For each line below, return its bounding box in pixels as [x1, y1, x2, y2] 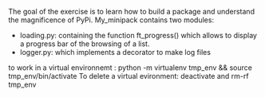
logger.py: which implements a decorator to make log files [19, 48, 212, 56]
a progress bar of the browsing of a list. [19, 39, 150, 48]
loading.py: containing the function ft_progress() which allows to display [19, 31, 258, 40]
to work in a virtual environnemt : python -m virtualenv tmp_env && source [8, 63, 253, 72]
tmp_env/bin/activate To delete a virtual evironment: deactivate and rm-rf [8, 72, 249, 80]
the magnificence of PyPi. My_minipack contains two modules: [8, 15, 214, 25]
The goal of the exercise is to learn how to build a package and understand [8, 7, 255, 16]
